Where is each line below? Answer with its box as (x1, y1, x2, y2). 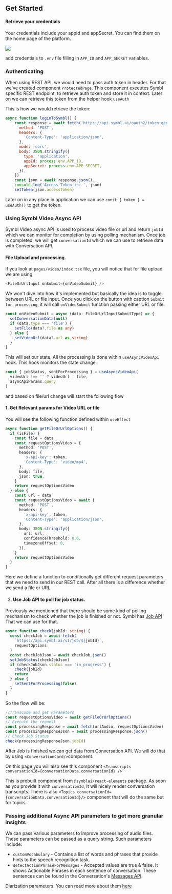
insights (5, 819, 26, 826)
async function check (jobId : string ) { (5, 629, 91, 634)
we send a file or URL (5, 585, 51, 591)
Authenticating (5, 68, 44, 75)
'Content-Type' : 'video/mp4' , (24, 459, 88, 465)
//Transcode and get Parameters (5, 710, 74, 715)
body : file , (18, 469, 45, 474)
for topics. (5, 799, 27, 805)
